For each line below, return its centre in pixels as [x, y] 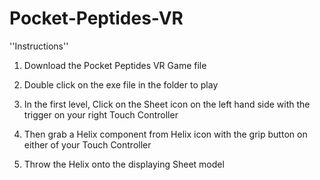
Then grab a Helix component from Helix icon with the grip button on [165, 134]
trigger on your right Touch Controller [101, 114]
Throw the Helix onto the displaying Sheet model [124, 164]
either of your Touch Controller [87, 144]
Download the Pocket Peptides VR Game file [115, 65]
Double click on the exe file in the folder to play [121, 84]
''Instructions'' [39, 46]
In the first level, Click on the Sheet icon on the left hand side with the [167, 104]
